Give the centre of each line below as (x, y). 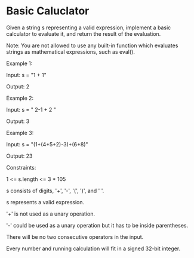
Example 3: (20, 133)
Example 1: (19, 63)
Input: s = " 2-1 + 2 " (31, 109)
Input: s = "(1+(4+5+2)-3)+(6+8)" (47, 144)
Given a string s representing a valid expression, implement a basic (89, 27)
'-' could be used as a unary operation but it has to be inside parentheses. (97, 225)
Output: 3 (18, 121)
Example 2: (20, 98)
